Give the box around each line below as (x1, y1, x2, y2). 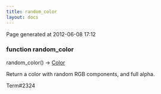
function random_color (6, 45, 75, 54)
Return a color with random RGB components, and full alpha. (6, 70, 155, 77)
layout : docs (6, 14, 39, 20)
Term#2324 (6, 82, 36, 89)
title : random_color (6, 8, 58, 15)
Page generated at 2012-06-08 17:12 (6, 30, 97, 37)
